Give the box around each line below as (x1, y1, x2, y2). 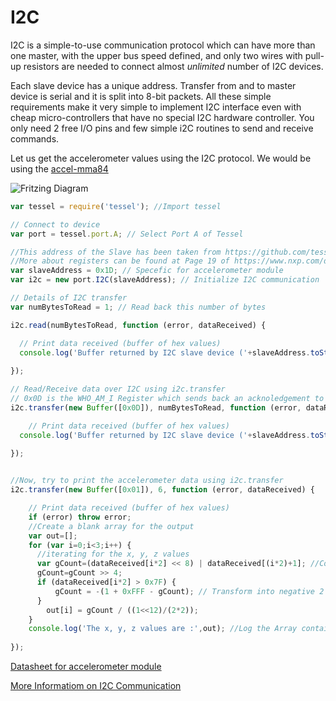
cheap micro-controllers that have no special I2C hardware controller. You (10, 111, 315, 123)
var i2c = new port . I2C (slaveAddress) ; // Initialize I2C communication (10, 275, 320, 285)
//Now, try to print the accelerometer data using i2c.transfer (10, 476, 284, 486)
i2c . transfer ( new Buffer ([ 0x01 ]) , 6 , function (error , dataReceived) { (10, 485, 315, 495)
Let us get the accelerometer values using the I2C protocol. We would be (10, 152, 312, 164)
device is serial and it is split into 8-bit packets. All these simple (10, 90, 272, 102)
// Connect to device (10, 219, 101, 230)
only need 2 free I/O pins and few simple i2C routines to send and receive (10, 122, 314, 134)
